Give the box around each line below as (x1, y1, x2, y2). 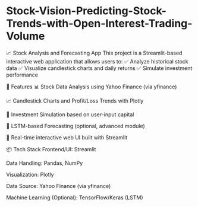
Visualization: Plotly (6, 171, 55, 178)
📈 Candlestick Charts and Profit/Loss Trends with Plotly (6, 97, 144, 104)
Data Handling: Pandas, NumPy (6, 159, 83, 167)
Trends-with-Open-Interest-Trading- (6, 17, 193, 30)
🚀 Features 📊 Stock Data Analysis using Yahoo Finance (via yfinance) (6, 83, 177, 90)
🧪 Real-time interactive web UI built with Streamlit (6, 133, 128, 141)
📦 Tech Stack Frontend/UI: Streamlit (6, 145, 96, 152)
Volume (6, 30, 45, 43)
